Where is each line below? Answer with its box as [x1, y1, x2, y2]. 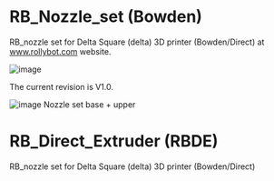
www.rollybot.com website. [9, 45, 112, 56]
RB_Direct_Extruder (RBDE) [9, 131, 219, 152]
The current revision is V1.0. [9, 81, 113, 92]
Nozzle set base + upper [44, 98, 136, 110]
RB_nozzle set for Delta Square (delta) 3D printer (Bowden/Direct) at [9, 36, 265, 47]
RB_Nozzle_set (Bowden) [9, 6, 202, 27]
